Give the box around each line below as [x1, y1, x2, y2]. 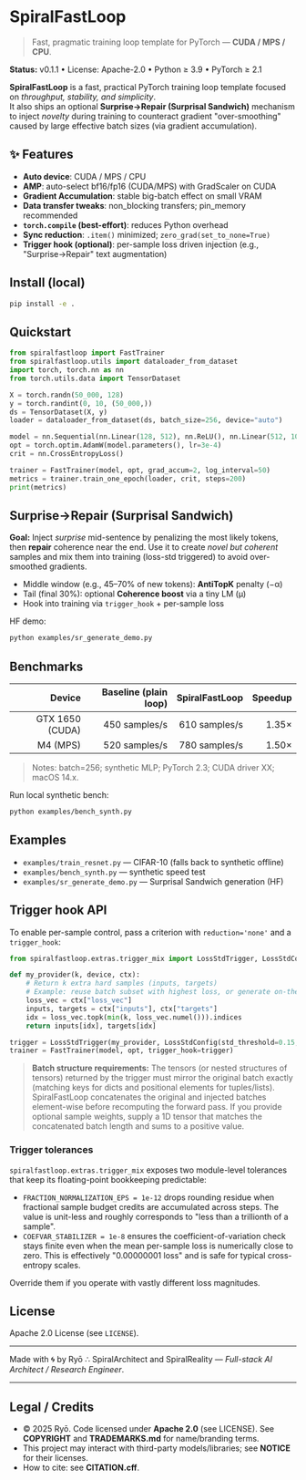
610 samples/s [178, 719, 244, 730]
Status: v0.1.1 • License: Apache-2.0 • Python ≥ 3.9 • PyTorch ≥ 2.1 [9, 64, 262, 75]
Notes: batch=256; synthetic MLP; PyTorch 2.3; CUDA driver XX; [31, 762, 275, 772]
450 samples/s [103, 719, 168, 730]
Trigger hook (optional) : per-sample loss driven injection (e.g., [22, 239, 260, 250]
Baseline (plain [101, 686, 168, 699]
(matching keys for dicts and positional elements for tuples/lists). [31, 1082, 275, 1093]
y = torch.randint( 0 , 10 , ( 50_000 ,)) [9, 398, 153, 408]
